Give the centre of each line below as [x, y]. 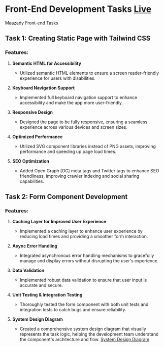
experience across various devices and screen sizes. [73, 127]
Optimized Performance [37, 137]
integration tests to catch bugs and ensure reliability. [73, 310]
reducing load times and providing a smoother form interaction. [84, 237]
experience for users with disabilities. [58, 78]
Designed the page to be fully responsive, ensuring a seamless [83, 122]
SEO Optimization [31, 161]
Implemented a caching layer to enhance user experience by [81, 231]
